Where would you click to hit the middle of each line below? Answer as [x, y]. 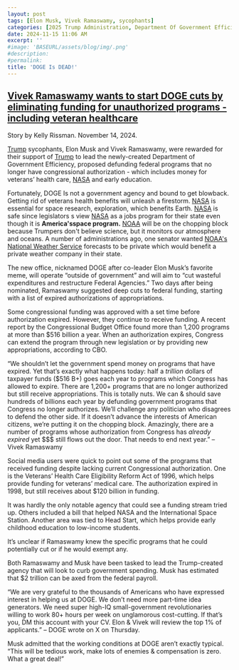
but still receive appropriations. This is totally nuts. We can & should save [115, 394]
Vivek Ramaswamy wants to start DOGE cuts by [115, 96]
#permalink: [25, 61]
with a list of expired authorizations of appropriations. [86, 298]
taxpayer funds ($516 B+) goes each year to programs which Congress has [118, 379]
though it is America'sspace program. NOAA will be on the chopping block [118, 224]
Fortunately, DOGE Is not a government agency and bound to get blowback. [118, 193]
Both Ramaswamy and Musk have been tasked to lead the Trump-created [115, 563]
